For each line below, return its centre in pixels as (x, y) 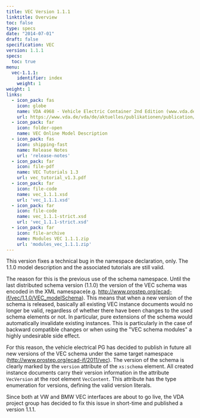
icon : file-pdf (36, 167)
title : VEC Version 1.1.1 (38, 12)
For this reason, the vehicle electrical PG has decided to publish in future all (99, 347)
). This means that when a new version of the (137, 298)
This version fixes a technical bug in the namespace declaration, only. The (97, 261)
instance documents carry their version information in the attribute (88, 373)
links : (14, 95)
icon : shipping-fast (42, 144)
